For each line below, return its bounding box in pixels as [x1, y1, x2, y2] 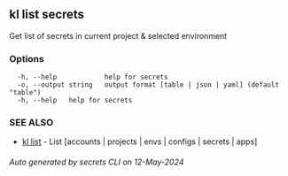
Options [9, 52, 44, 65]
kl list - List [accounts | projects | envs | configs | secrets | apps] [21, 136, 258, 147]
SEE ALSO [9, 117, 54, 129]
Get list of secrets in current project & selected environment [9, 30, 228, 41]
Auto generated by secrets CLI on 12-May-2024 [9, 157, 184, 167]
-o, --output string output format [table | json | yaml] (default [17, 80, 279, 89]
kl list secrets [9, 7, 85, 22]
